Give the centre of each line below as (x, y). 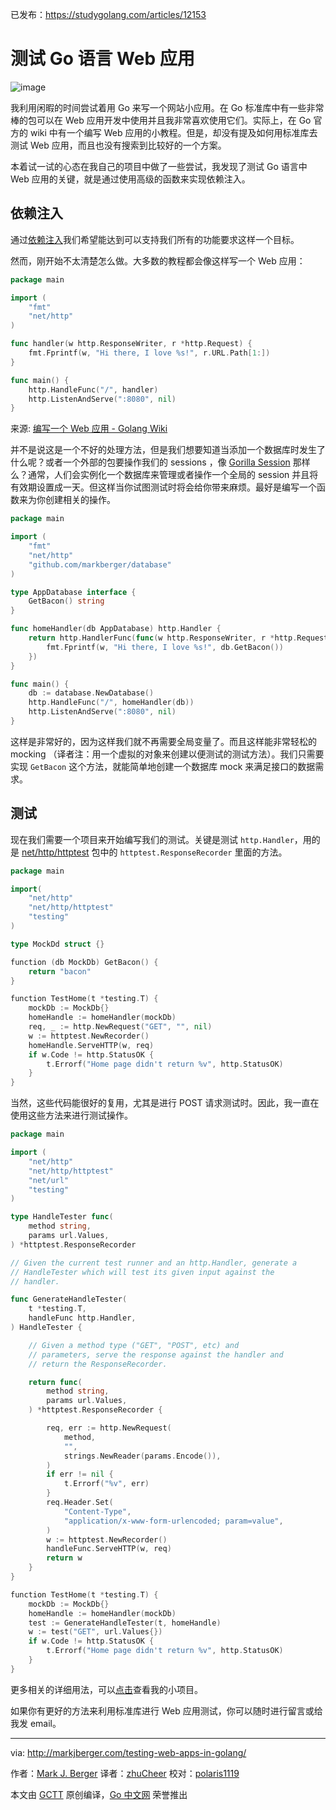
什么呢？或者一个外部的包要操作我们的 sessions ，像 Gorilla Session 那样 (160, 462)
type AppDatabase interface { (73, 592)
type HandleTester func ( (62, 1217)
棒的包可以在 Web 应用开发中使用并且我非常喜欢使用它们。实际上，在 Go (161, 120)
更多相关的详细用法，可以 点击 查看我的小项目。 (106, 1689)
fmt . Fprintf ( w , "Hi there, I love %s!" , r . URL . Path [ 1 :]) (149, 353)
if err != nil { (80, 1474)
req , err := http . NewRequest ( (109, 1428)
